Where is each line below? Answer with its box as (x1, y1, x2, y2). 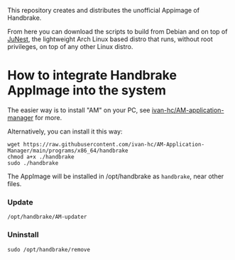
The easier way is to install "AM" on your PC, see (7, 106, 151, 114)
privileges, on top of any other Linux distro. (7, 43, 133, 50)
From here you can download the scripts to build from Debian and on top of (7, 28, 228, 36)
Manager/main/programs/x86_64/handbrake (7, 147, 129, 154)
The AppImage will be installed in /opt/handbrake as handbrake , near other (7, 172, 224, 180)
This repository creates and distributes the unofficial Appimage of (7, 6, 200, 14)
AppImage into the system (7, 82, 167, 99)
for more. (35, 113, 62, 121)
